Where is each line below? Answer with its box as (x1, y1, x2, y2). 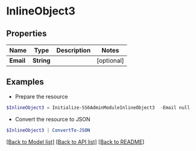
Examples (6, 77, 44, 87)
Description (56, 47, 91, 54)
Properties (6, 28, 47, 39)
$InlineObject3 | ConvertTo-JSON (6, 127, 90, 133)
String (32, 56, 51, 65)
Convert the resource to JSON (14, 115, 90, 123)
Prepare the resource (14, 92, 68, 100)
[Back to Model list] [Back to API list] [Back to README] (6, 138, 145, 146)
